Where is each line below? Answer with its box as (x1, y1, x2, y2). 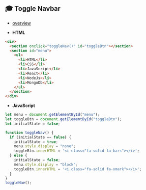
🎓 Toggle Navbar (5, 4, 60, 13)
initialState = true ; (14, 139, 58, 144)
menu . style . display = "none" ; (14, 144, 76, 149)
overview (12, 20, 31, 26)
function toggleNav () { (5, 130, 54, 135)
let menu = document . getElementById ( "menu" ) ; (5, 112, 100, 117)
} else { (9, 153, 28, 158)
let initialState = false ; (5, 121, 60, 126)
